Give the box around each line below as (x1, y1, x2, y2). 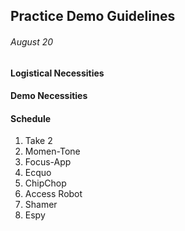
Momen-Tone (24, 145, 81, 158)
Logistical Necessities (10, 67, 105, 79)
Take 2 (24, 135, 53, 147)
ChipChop (24, 177, 67, 189)
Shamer (24, 199, 58, 211)
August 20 (10, 35, 54, 48)
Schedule (10, 112, 52, 124)
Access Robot (24, 188, 83, 200)
